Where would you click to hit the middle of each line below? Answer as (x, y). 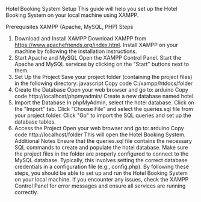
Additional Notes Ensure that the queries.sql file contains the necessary (103, 141)
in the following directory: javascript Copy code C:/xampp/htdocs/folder (104, 83)
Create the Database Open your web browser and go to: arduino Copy (101, 90)
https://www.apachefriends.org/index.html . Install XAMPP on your (96, 45)
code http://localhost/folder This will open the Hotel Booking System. (100, 134)
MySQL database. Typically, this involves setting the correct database (101, 160)
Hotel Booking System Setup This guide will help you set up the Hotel (91, 9)
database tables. (35, 122)
